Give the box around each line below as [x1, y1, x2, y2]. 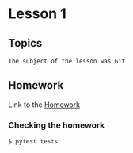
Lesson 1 [8, 5, 67, 23]
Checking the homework [8, 120, 105, 131]
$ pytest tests [8, 138, 59, 146]
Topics [8, 36, 43, 50]
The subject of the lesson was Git [8, 57, 126, 65]
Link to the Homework [8, 100, 81, 109]
